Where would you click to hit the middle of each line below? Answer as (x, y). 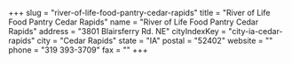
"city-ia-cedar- (256, 31)
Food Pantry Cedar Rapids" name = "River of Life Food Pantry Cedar (134, 22)
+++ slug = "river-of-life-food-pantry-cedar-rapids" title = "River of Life (139, 13)
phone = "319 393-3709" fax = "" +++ (78, 50)
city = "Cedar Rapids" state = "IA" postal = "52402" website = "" (155, 40)
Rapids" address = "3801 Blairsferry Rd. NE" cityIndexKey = (118, 31)
